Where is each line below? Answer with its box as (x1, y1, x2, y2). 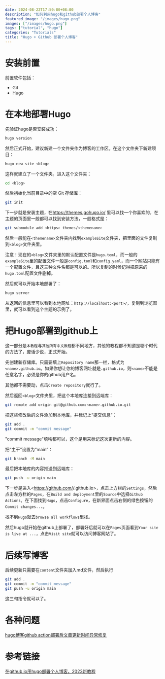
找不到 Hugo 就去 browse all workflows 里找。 (5, 514, 93, 520)
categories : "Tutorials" (5, 30, 56, 35)
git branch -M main (5, 456, 45, 461)
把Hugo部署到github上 (5, 325, 99, 337)
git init (5, 200, 23, 205)
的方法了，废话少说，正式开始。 (5, 349, 70, 355)
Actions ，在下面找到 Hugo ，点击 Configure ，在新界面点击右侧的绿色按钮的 (5, 498, 153, 503)
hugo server (5, 290, 30, 296)
